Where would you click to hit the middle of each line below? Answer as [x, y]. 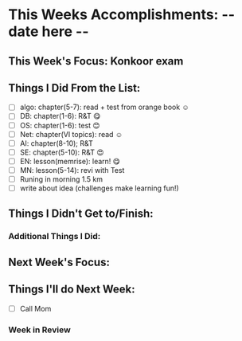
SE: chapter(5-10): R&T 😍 [62, 152]
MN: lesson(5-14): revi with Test [72, 170]
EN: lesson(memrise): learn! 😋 [70, 161]
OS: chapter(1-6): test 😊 [60, 125]
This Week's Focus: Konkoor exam [96, 61]
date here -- [49, 31]
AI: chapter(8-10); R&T [57, 143]
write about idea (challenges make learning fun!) [99, 188]
